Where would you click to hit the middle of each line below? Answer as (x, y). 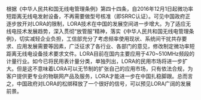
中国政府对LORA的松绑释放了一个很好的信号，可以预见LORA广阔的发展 (104, 84)
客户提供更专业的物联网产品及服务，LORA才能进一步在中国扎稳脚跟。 (92, 76)
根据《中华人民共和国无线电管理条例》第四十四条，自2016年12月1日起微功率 (100, 9)
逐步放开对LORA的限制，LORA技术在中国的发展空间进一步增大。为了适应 (96, 24)
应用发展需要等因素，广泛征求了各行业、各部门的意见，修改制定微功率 (103, 46)
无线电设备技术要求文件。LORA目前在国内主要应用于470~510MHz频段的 (106, 54)
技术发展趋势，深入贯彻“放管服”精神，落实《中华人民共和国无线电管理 (103, 31)
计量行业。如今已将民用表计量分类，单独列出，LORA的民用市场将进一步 (94, 61)
